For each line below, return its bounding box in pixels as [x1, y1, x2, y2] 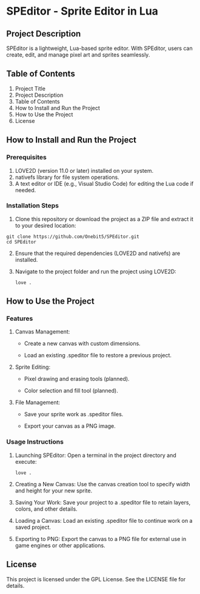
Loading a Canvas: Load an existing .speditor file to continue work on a [15, 517, 193, 524]
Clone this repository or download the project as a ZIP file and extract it [15, 215, 194, 223]
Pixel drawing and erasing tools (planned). [24, 376, 130, 383]
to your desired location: [15, 222, 76, 229]
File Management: [15, 399, 61, 406]
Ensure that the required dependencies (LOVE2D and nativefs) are [15, 250, 181, 257]
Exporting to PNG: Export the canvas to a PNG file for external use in [15, 535, 187, 542]
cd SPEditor [6, 239, 36, 245]
